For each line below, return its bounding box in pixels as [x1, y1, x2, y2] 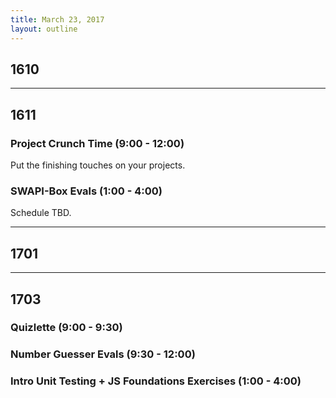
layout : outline [10, 24, 78, 34]
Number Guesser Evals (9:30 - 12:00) [10, 347, 196, 361]
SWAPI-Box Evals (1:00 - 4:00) [10, 184, 163, 198]
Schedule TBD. [10, 207, 72, 219]
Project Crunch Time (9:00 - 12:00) [10, 136, 185, 150]
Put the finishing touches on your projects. [10, 159, 186, 171]
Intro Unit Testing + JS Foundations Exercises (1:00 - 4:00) [10, 374, 302, 388]
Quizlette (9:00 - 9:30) [10, 321, 123, 335]
